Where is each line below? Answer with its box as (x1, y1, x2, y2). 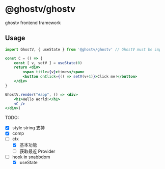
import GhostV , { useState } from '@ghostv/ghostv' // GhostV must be (5, 47, 153, 52)
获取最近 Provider (19, 148, 55, 154)
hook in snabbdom (12, 154, 50, 160)
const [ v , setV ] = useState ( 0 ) (14, 60, 82, 65)
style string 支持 (12, 125, 45, 131)
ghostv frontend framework (5, 20, 61, 26)
